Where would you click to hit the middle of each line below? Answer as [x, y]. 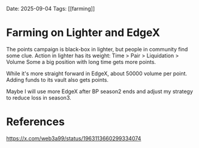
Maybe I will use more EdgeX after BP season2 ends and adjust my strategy [100, 91]
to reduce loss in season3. [39, 97]
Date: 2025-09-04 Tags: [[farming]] [51, 9]
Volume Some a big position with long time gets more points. [81, 61]
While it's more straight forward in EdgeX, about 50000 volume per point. [97, 73]
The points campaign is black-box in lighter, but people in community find [97, 49]
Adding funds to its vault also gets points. [58, 79]
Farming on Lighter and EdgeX [83, 33]
